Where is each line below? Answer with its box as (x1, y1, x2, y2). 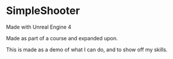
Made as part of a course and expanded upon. (6, 34, 118, 41)
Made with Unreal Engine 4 (6, 23, 72, 30)
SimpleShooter (6, 4, 80, 18)
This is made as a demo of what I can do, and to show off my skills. (6, 46, 168, 53)
